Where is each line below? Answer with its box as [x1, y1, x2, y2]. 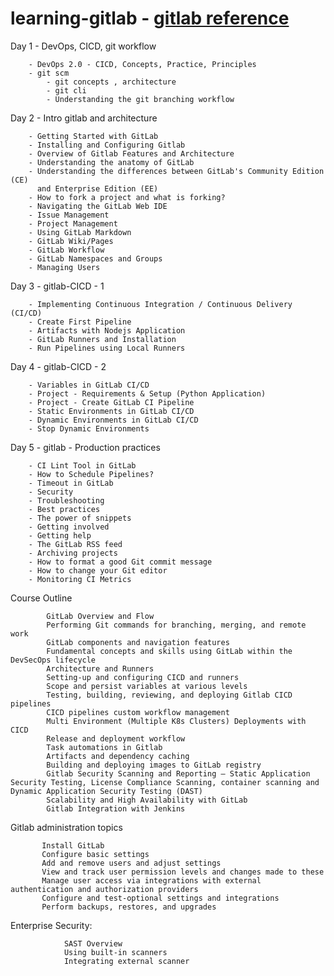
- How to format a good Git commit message [28, 557, 213, 567]
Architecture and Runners [46, 663, 155, 674]
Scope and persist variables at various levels [46, 681, 248, 691]
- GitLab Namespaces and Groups [28, 253, 163, 264]
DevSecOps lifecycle [10, 655, 97, 665]
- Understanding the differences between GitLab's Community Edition [28, 166, 325, 176]
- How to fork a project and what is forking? [28, 192, 226, 202]
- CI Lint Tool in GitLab [28, 460, 137, 471]
